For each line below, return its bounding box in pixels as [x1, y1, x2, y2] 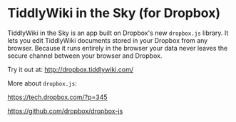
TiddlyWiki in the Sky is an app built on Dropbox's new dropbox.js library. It [7, 29, 229, 37]
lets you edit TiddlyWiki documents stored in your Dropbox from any [7, 36, 208, 44]
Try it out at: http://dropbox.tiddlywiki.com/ [7, 65, 134, 73]
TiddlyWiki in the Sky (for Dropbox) [7, 5, 221, 21]
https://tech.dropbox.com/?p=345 [7, 93, 108, 101]
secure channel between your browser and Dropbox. [7, 51, 163, 60]
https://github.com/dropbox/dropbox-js [7, 106, 123, 115]
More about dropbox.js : [7, 78, 77, 87]
